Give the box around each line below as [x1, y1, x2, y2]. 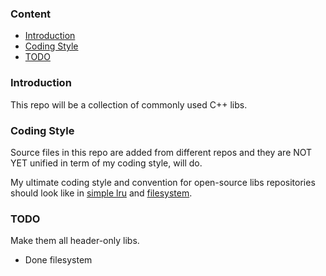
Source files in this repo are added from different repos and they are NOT [10, 146, 313, 158]
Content [10, 7, 52, 21]
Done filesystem [24, 254, 93, 266]
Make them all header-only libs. [10, 235, 140, 247]
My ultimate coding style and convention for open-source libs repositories [10, 176, 316, 188]
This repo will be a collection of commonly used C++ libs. [10, 98, 248, 111]
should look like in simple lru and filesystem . [10, 187, 193, 199]
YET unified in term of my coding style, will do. [10, 157, 203, 169]
